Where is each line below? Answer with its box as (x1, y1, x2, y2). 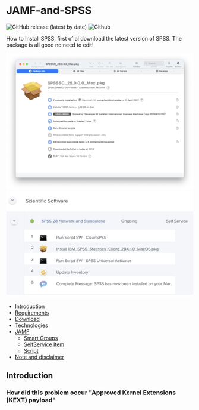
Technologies (14, 322, 49, 329)
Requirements (14, 309, 49, 316)
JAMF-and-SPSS (6, 4, 92, 17)
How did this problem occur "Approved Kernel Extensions (6, 389, 176, 397)
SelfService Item (23, 341, 65, 348)
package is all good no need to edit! (6, 41, 94, 48)
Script (23, 347, 39, 354)
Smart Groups (23, 334, 58, 341)
